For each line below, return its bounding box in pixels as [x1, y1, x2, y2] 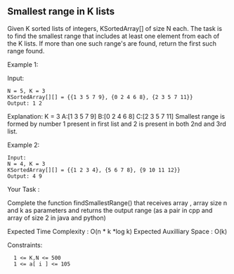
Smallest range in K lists [7, 6, 115, 18]
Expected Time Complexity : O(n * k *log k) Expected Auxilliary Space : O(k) [7, 227, 228, 235]
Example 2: [7, 141, 40, 149]
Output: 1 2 [7, 100, 42, 107]
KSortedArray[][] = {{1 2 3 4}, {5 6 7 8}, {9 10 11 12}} [7, 167, 181, 174]
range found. [7, 46, 45, 55]
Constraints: [7, 240, 43, 249]
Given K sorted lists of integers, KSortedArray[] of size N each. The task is [7, 24, 223, 32]
